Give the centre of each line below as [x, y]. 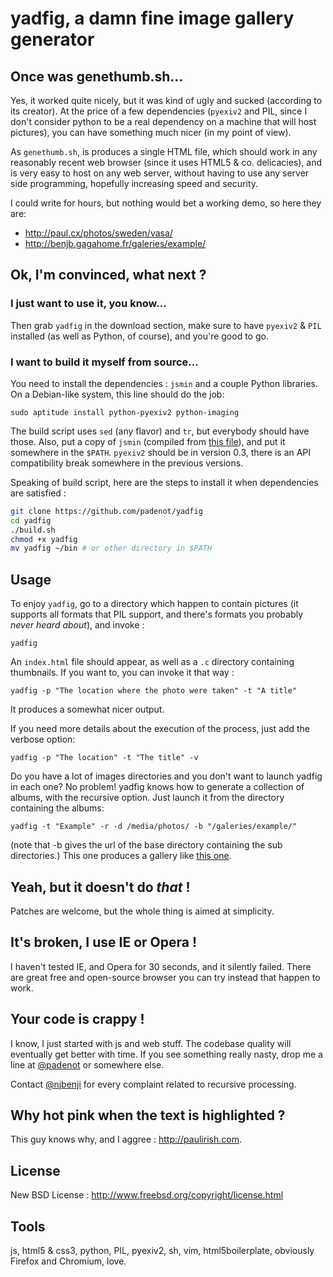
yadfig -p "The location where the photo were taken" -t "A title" [154, 691]
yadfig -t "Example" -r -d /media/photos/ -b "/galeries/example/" [154, 827]
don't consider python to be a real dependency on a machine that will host [163, 121]
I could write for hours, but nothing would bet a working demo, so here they [166, 203]
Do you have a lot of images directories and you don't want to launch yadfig [166, 776]
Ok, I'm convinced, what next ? [108, 275]
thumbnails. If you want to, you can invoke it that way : [122, 673]
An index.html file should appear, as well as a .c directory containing [152, 662]
